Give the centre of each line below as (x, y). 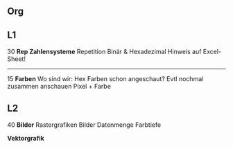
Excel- (212, 52)
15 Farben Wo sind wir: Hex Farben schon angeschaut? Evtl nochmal (105, 79)
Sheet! (17, 59)
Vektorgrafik (26, 139)
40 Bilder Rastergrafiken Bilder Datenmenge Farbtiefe (84, 125)
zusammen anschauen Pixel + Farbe (59, 87)
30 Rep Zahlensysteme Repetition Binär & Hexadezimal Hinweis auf (104, 52)
